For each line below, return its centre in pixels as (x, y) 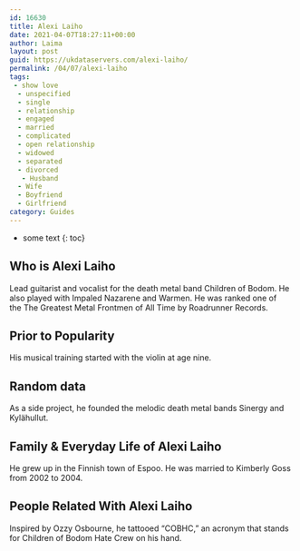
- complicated (44, 136)
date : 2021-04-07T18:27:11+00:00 (73, 34)
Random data (48, 386)
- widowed (36, 153)
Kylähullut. (29, 418)
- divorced (38, 170)
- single (34, 102)
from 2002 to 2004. (46, 478)
